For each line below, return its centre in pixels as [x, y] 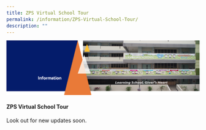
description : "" [27, 26]
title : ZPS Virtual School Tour [48, 13]
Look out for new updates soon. [47, 120]
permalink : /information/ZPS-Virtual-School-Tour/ [72, 19]
